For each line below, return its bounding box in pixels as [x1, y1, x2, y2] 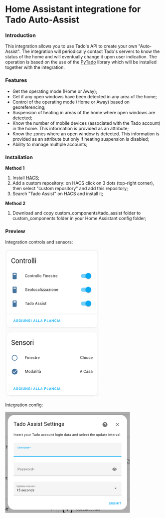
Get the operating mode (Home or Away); [12, 88, 98, 94]
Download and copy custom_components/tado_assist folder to [12, 210, 141, 216]
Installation [5, 154, 33, 161]
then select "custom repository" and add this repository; [12, 186, 128, 192]
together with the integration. [5, 64, 65, 70]
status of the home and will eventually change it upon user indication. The [5, 54, 157, 60]
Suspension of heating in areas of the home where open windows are [12, 109, 156, 115]
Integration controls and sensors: [5, 239, 73, 245]
